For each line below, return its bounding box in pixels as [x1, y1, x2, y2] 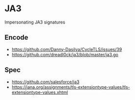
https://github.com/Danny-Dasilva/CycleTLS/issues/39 [11, 46, 122, 52]
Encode [4, 33, 28, 42]
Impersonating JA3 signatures [4, 19, 66, 25]
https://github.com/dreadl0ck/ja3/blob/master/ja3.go [11, 51, 118, 57]
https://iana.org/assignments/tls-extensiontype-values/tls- [11, 84, 130, 90]
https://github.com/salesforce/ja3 [11, 79, 80, 85]
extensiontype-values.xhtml [11, 89, 68, 95]
